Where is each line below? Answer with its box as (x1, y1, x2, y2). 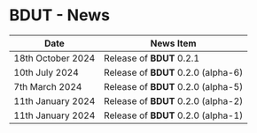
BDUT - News (9, 5, 111, 26)
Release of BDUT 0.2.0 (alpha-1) (103, 109, 244, 122)
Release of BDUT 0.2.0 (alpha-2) (103, 94, 244, 107)
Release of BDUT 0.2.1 (103, 52, 199, 64)
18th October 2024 (13, 52, 96, 64)
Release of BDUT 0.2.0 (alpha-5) (103, 80, 244, 92)
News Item (150, 37, 197, 49)
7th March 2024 (13, 80, 82, 92)
